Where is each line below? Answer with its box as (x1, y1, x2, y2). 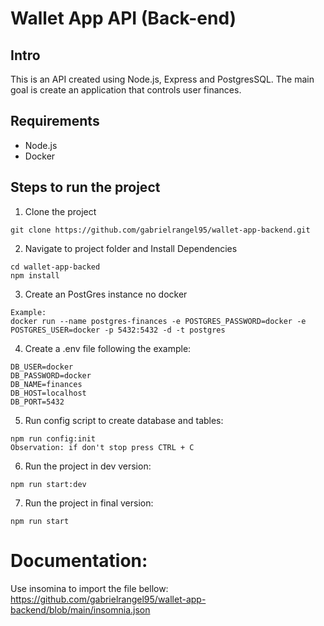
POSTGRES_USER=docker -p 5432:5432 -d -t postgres (10, 325, 226, 335)
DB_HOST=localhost (10, 388, 87, 398)
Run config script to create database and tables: (24, 414, 224, 426)
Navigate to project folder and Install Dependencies (24, 242, 238, 254)
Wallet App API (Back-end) (10, 7, 237, 30)
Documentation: (10, 549, 148, 572)
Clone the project (24, 205, 97, 217)
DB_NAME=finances (10, 379, 83, 389)
